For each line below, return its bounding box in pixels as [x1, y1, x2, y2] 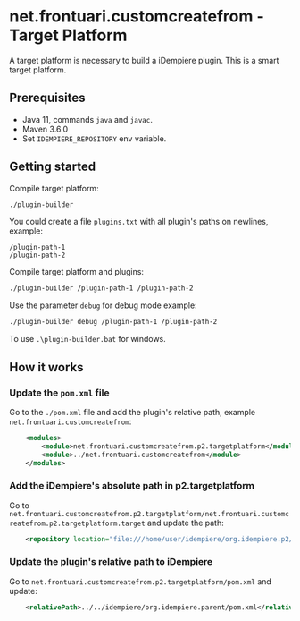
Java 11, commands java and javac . [21, 114, 154, 124]
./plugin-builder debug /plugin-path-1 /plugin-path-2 [9, 318, 218, 327]
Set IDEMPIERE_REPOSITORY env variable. [21, 132, 167, 144]
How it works [9, 360, 84, 375]
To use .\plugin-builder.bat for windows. [9, 334, 167, 345]
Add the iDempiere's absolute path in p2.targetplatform [9, 480, 254, 492]
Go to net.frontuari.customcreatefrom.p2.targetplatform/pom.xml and [9, 575, 272, 587]
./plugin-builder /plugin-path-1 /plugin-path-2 [9, 284, 194, 293]
